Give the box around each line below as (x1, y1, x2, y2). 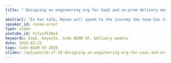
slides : (5, 50, 22, 55)
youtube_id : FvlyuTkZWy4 (5, 31, 58, 36)
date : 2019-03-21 (5, 41, 42, 46)
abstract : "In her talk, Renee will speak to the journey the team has (5, 17, 160, 22)
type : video (5, 26, 31, 31)
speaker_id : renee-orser (5, 21, 58, 27)
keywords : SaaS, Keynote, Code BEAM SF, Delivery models (5, 36, 129, 41)
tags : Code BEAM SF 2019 (5, 45, 58, 50)
